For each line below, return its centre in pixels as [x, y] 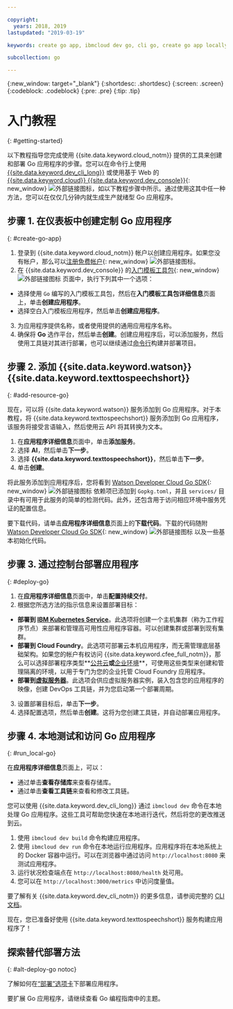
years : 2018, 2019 [40, 26]
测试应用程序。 [38, 864]
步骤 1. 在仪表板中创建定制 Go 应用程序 [89, 221]
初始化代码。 [31, 540]
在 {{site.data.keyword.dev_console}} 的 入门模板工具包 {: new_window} [118, 270]
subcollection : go [34, 58]
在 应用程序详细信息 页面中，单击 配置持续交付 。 [84, 596]
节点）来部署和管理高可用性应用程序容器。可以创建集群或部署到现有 [121, 628]
